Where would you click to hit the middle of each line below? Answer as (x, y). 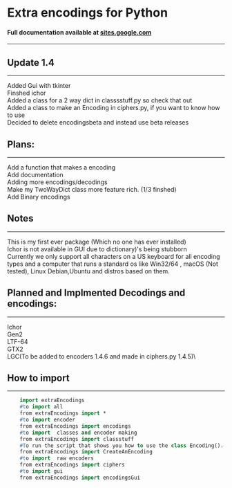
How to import (39, 378)
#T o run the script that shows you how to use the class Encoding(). (122, 445)
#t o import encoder (48, 420)
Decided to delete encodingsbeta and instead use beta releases (98, 123)
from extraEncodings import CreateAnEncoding (86, 452)
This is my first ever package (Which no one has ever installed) (97, 242)
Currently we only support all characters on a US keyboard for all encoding (114, 256)
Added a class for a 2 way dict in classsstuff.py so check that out (99, 100)
